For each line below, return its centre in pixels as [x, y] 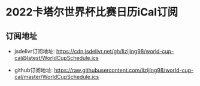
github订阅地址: [34, 70]
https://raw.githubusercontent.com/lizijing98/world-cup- [124, 70]
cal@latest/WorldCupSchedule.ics [57, 58]
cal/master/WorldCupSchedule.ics [57, 77]
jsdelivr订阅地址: [34, 51]
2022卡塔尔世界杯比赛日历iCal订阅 [92, 12]
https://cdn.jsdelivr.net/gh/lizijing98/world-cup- [115, 51]
